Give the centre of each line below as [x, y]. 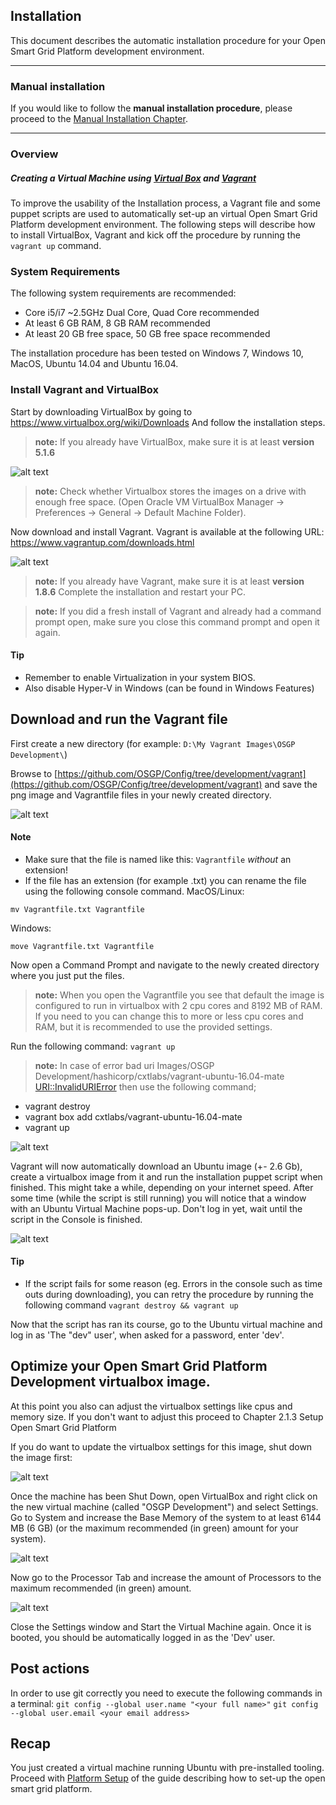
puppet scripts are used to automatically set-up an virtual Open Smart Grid [164, 213]
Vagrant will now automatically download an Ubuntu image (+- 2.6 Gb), [156, 1166]
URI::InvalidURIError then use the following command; [145, 1086]
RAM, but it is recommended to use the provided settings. [153, 1026]
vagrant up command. [56, 245]
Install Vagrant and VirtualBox [84, 390]
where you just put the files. [67, 975]
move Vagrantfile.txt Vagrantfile [82, 946]
